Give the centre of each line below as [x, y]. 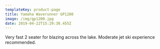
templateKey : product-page [33, 10]
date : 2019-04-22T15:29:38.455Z [38, 23]
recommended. [20, 43]
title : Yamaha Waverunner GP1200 [39, 14]
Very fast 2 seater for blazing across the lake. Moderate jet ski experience [80, 37]
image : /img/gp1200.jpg [30, 19]
